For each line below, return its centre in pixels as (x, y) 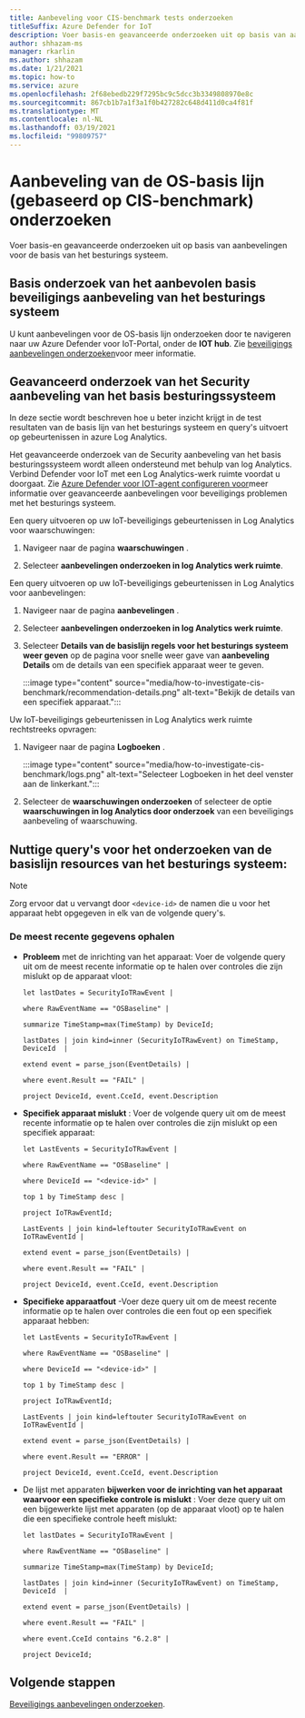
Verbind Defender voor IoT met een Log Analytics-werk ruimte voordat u (145, 474)
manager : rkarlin (42, 52)
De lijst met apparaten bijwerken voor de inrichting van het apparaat (152, 1490)
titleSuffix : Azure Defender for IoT (81, 26)
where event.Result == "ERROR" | (86, 1457)
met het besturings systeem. (63, 503)
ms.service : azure (44, 86)
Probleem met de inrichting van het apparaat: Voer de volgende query (154, 956)
